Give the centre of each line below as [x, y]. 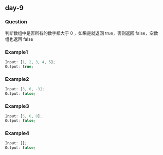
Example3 [17, 106]
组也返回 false [19, 39]
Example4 [17, 133]
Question [16, 22]
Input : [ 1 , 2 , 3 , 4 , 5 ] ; [30, 62]
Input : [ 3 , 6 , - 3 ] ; [25, 89]
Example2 [17, 79]
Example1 [17, 52]
